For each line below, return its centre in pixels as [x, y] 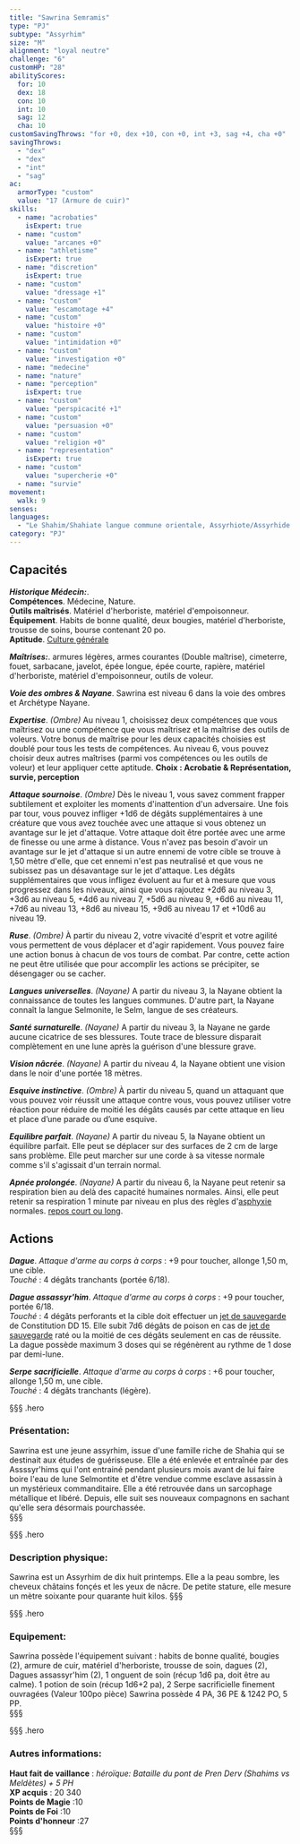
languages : [30, 517]
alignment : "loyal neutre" [60, 51]
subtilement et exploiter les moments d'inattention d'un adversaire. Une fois [149, 803]
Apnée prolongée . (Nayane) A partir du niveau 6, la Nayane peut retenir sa [147, 1182]
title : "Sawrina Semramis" [60, 17]
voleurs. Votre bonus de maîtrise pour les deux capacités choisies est [137, 739]
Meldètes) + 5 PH [42, 1782]
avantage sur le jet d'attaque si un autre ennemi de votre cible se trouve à [145, 851]
